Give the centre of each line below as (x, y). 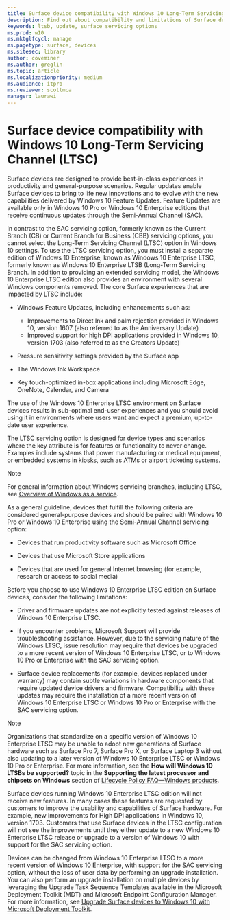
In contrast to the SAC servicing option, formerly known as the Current (107, 228)
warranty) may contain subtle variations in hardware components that (115, 680)
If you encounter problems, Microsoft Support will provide (99, 631)
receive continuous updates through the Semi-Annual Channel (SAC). (105, 215)
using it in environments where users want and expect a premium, (100, 417)
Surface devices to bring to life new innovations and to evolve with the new (113, 193)
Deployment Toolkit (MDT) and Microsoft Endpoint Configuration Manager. (112, 894)
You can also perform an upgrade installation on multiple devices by (103, 879)
